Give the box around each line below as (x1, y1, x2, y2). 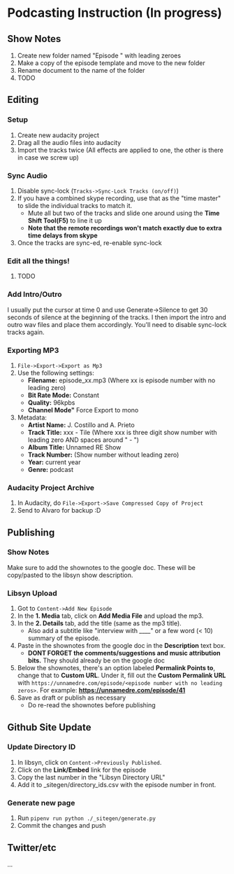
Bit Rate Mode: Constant (27, 391, 100, 399)
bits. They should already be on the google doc (27, 656, 166, 665)
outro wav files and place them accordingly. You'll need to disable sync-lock (7, 320, 227, 328)
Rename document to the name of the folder (17, 67, 145, 74)
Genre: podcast (27, 465, 73, 473)
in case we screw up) (17, 153, 79, 162)
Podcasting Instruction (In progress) (7, 5, 222, 21)
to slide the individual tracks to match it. (17, 201, 133, 209)
